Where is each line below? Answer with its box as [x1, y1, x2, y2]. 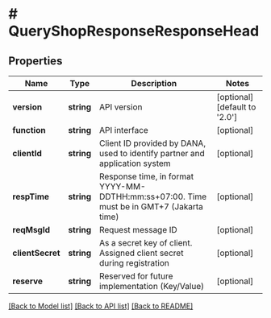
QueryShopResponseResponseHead [8, 22, 260, 40]
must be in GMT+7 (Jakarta [99, 201, 203, 212]
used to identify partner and [99, 148, 206, 159]
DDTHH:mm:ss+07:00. [99, 191, 186, 202]
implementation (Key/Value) [99, 281, 204, 291]
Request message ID [99, 225, 177, 235]
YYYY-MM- [99, 181, 147, 192]
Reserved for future [99, 271, 173, 282]
